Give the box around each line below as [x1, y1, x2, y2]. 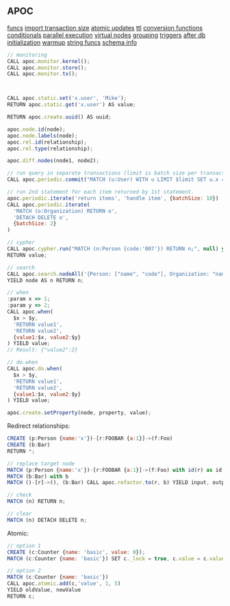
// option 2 [7, 568, 41, 575]
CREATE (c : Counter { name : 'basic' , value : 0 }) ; [7, 548, 146, 555]
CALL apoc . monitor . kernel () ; [7, 58, 90, 64]
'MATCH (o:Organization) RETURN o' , [13, 207, 118, 214]
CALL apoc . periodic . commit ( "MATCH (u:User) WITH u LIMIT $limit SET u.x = [7, 176, 225, 184]
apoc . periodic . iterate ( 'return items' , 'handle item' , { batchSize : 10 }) [7, 194, 219, 201]
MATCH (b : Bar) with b [7, 472, 69, 480]
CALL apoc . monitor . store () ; [7, 64, 88, 71]
